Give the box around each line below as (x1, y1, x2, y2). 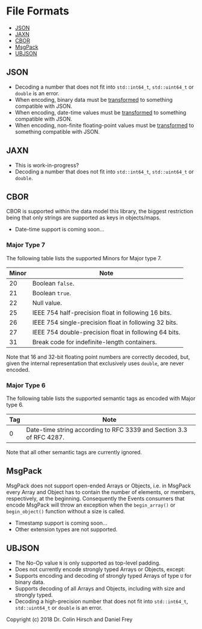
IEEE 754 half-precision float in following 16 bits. (32, 308, 172, 317)
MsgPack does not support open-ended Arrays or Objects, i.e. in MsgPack (6, 482, 191, 489)
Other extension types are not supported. (14, 525, 118, 533)
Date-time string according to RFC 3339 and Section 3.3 (26, 425, 188, 434)
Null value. (32, 298, 62, 307)
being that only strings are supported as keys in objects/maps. (6, 214, 161, 221)
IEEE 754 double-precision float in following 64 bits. (32, 328, 181, 336)
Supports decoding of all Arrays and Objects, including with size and (14, 584, 185, 592)
